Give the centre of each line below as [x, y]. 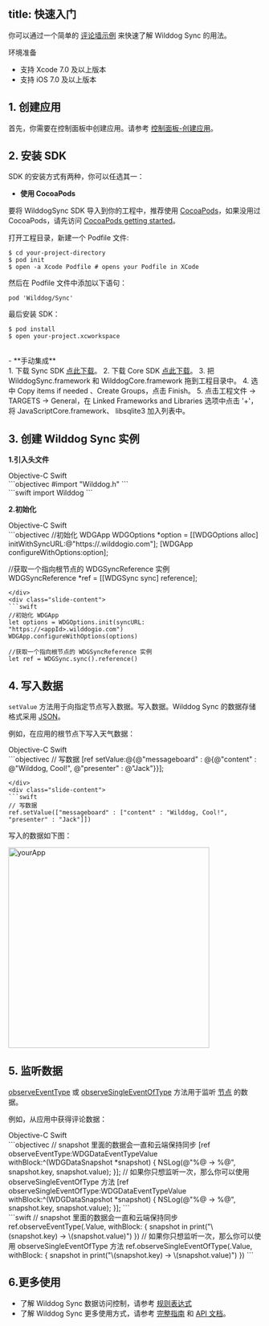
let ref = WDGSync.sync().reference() [73, 659]
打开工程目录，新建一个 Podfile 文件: [69, 238]
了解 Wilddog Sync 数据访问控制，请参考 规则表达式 [106, 1303]
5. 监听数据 [35, 1071]
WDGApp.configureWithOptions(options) [73, 637]
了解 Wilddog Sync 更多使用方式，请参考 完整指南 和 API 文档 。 [125, 1313]
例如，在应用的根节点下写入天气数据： [71, 734]
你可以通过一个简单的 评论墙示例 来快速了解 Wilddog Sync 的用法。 [120, 35]
